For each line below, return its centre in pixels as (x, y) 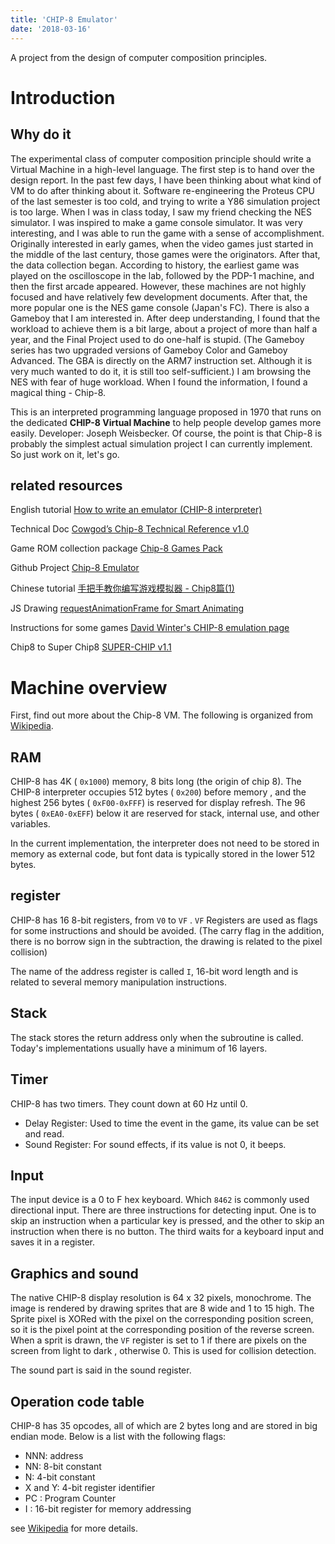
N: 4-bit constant (60, 1477)
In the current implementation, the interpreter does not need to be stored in (165, 843)
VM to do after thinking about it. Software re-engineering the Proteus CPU (162, 190)
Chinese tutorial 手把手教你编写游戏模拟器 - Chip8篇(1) (122, 588)
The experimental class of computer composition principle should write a (161, 158)
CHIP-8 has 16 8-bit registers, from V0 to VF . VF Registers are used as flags (164, 920)
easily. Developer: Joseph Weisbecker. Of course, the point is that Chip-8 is (166, 433)
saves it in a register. (53, 1242)
